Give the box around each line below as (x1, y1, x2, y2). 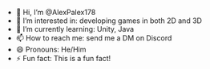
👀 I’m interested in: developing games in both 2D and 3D (15, 16, 203, 25)
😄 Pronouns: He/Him (15, 44, 87, 54)
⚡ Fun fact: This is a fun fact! (15, 54, 111, 63)
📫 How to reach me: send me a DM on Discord (15, 33, 172, 43)
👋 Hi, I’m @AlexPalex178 (15, 8, 96, 17)
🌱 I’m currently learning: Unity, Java (15, 25, 135, 33)
